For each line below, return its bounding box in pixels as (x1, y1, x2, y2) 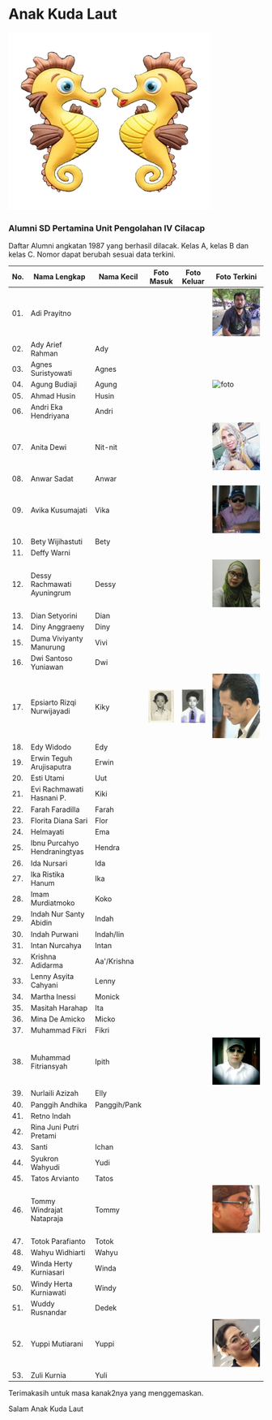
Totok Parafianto (31, 1236, 87, 1246)
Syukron (31, 1154, 59, 1163)
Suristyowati (31, 369, 73, 378)
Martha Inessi (31, 991, 76, 1001)
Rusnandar (31, 1307, 67, 1317)
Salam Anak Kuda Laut (8, 1404, 83, 1414)
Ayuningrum (31, 588, 71, 598)
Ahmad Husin (31, 391, 76, 400)
